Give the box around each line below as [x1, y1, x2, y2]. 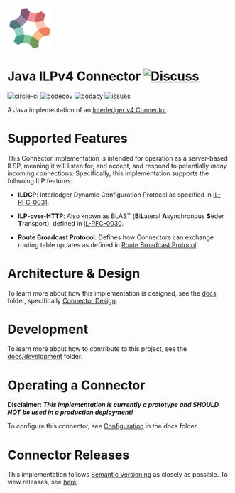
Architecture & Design [7, 265, 141, 281]
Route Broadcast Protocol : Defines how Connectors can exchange [17, 233, 214, 242]
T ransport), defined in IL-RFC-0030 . [17, 219, 124, 227]
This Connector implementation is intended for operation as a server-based [7, 153, 229, 162]
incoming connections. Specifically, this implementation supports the [7, 169, 209, 178]
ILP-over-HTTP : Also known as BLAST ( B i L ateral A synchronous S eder [17, 212, 225, 220]
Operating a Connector [7, 377, 146, 393]
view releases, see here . [7, 478, 79, 487]
